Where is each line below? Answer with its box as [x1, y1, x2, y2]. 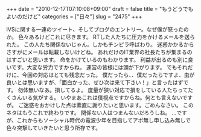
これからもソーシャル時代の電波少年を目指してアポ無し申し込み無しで [16, 117, 191, 124]
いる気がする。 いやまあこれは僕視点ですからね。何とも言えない [22, 94, 182, 101]
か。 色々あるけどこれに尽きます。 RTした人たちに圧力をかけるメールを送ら [6, 33, 195, 41]
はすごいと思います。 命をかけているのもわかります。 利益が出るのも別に [6, 56, 188, 63]
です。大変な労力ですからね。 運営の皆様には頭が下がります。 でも [11, 64, 177, 71]
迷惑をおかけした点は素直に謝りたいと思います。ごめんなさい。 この [23, 102, 194, 109]
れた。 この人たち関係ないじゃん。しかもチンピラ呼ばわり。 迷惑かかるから [6, 41, 194, 48]
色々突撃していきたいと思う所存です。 [6, 124, 101, 132]
